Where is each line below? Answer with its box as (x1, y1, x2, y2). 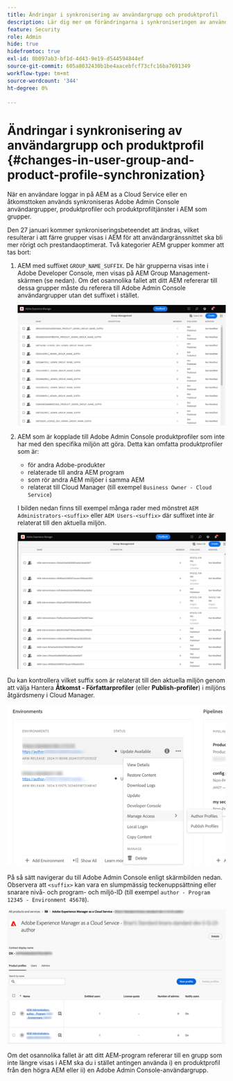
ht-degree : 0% (7, 84, 49, 92)
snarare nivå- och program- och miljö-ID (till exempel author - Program (7, 888, 211, 897)
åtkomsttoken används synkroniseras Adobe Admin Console (7, 198, 180, 206)
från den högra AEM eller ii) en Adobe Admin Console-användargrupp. (7, 1066, 209, 1075)
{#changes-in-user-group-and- (7, 152, 195, 168)
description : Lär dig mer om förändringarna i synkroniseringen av (7, 18, 207, 26)
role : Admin (7, 33, 42, 40)
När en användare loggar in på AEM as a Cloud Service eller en (7, 190, 187, 198)
